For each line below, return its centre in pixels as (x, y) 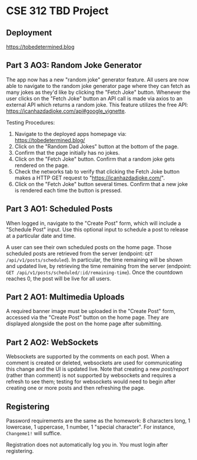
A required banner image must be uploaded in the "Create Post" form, (91, 311)
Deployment (29, 33)
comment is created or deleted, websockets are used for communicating (94, 363)
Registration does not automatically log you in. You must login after (87, 445)
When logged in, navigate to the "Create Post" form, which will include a (94, 223)
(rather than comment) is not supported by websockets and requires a (91, 376)
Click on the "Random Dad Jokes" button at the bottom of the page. (97, 146)
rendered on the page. (42, 165)
